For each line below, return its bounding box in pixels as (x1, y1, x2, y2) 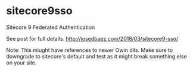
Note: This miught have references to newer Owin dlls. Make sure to (6, 46, 173, 54)
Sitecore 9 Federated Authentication (6, 24, 95, 31)
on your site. (6, 59, 37, 66)
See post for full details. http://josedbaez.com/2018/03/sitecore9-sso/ (6, 35, 179, 42)
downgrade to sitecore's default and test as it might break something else (6, 53, 187, 60)
